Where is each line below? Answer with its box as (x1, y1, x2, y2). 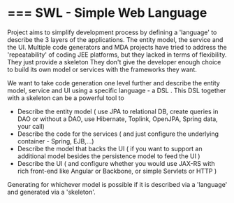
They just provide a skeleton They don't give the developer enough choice (7, 57, 221, 66)
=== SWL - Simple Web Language (7, 5, 207, 21)
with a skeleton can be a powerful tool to (7, 93, 124, 102)
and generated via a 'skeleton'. (7, 188, 96, 196)
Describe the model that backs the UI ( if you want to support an (17, 144, 203, 153)
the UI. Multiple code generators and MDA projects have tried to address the (7, 43, 227, 51)
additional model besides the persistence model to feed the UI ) (17, 152, 200, 160)
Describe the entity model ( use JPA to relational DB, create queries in (17, 107, 219, 115)
